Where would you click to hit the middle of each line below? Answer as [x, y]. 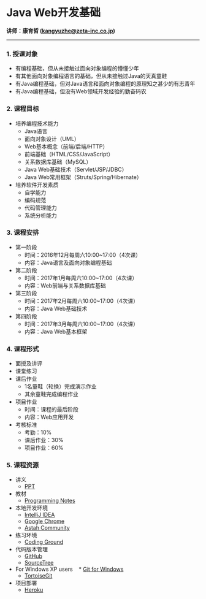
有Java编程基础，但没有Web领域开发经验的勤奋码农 [81, 91]
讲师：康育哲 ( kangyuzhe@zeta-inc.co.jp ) [61, 31]
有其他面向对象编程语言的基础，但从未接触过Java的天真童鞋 [91, 76]
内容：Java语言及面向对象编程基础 [68, 262]
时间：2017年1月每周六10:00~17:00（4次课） [81, 278]
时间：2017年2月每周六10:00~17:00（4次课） [82, 300]
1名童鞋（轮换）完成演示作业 [60, 386]
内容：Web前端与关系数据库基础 [65, 285]
